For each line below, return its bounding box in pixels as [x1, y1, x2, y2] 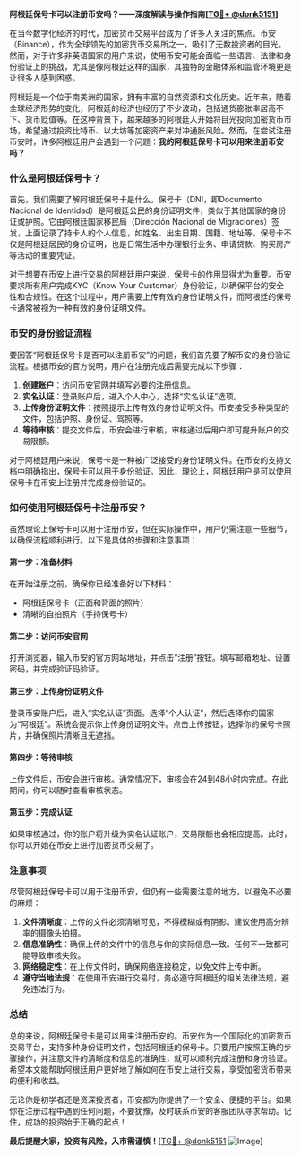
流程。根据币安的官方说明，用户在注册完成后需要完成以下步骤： [9, 360, 245, 371]
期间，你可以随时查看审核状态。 [9, 784, 127, 795]
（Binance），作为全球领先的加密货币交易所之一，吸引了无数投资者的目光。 [9, 39, 287, 49]
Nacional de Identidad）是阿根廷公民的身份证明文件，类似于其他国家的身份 [9, 205, 287, 216]
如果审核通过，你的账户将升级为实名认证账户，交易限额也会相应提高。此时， [9, 828, 292, 839]
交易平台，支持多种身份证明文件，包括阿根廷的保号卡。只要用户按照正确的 [9, 1041, 284, 1052]
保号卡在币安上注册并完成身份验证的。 [9, 476, 150, 487]
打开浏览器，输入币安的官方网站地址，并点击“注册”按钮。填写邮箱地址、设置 [9, 653, 291, 663]
